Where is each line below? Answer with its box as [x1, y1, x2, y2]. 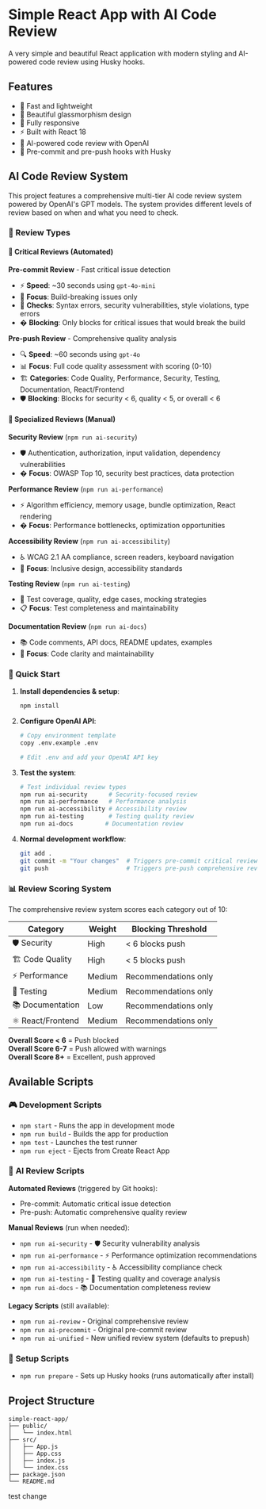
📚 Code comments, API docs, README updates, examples [19, 637, 213, 647]
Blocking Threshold [131, 923, 207, 934]
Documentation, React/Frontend [19, 385, 124, 394]
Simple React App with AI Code [8, 6, 217, 24]
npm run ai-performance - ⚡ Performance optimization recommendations [19, 1250, 257, 1260]
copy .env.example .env [19, 739, 99, 747]
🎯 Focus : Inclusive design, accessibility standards [19, 563, 183, 573]
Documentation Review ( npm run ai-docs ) [8, 621, 147, 631]
